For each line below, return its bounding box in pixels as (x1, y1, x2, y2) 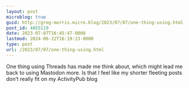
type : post (6, 42, 33, 48)
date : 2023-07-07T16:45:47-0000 (6, 31, 86, 36)
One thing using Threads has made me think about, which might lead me (6, 63, 183, 70)
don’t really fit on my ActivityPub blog (6, 75, 98, 82)
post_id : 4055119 (6, 25, 49, 31)
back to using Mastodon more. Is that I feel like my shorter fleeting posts (6, 69, 183, 76)
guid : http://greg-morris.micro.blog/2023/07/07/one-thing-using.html (6, 19, 184, 25)
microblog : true (6, 14, 46, 20)
